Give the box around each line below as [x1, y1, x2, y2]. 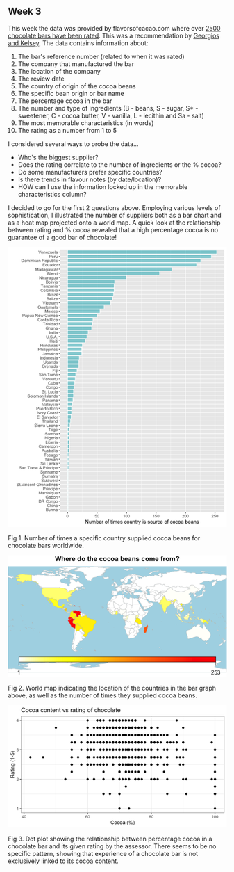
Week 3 [8, 6, 42, 17]
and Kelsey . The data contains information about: [8, 38, 149, 47]
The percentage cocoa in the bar [17, 97, 112, 105]
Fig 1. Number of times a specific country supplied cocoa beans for [8, 533, 201, 542]
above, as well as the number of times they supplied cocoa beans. [8, 691, 197, 700]
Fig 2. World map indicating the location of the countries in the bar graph [8, 684, 217, 692]
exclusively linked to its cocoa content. [8, 857, 119, 865]
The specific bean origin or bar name [17, 89, 124, 97]
